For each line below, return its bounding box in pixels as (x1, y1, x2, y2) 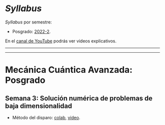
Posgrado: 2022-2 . (12, 28, 51, 34)
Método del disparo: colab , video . (12, 114, 81, 120)
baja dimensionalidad (5, 102, 72, 110)
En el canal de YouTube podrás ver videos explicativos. (5, 38, 117, 44)
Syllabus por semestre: (5, 19, 52, 25)
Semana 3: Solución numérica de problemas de (5, 94, 153, 103)
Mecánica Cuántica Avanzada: (5, 64, 133, 76)
